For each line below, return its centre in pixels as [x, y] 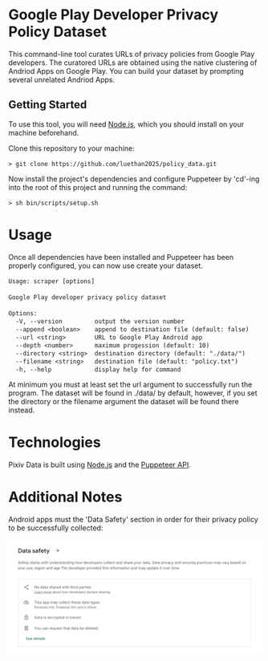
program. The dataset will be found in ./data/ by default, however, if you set [133, 393]
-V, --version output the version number [100, 321]
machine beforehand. [44, 132]
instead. [22, 410]
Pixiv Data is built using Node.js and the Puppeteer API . [99, 464]
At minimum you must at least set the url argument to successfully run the [130, 384]
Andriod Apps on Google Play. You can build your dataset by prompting [126, 71]
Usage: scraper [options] [51, 281]
